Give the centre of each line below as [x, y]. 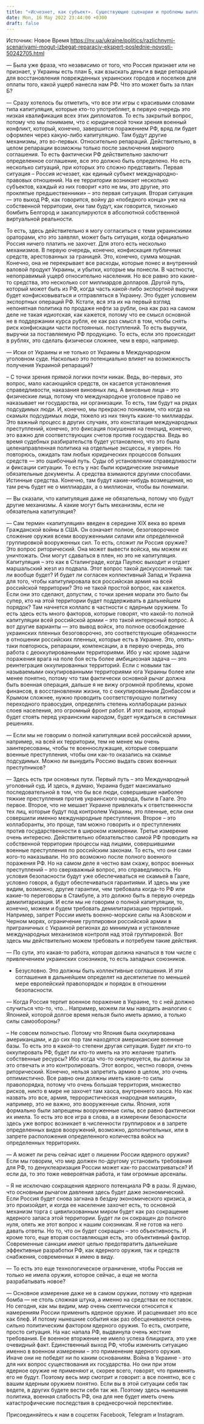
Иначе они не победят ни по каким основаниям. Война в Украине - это [99, 1358]
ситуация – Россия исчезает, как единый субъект [71, 174]
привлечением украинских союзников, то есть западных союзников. [96, 959]
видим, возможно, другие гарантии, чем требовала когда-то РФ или [96, 889]
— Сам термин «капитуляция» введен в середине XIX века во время [96, 523]
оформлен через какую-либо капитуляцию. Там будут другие [87, 135]
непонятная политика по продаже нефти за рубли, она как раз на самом [101, 308]
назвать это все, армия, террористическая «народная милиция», [91, 1098]
